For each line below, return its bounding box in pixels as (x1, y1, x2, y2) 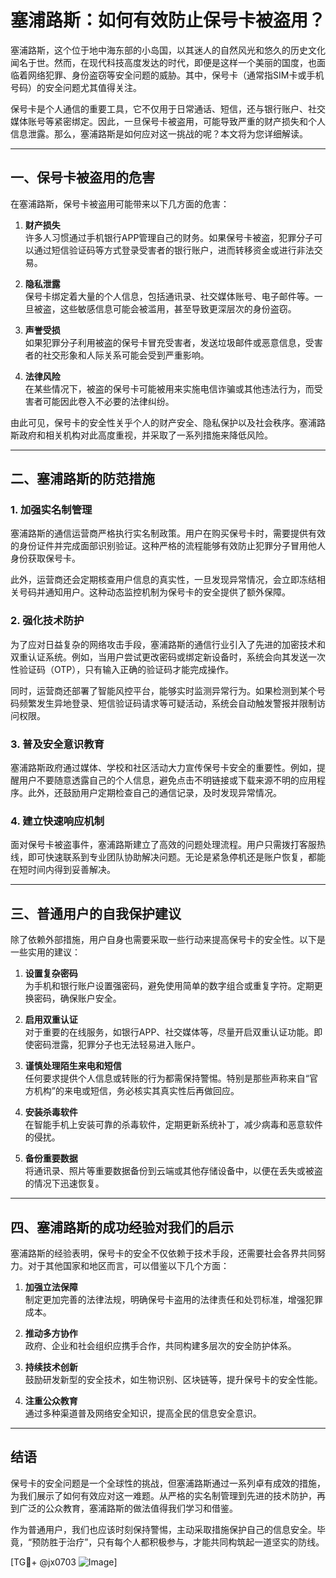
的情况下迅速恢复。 (24, 1177, 105, 1190)
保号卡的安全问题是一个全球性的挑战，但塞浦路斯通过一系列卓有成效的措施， (10, 1477, 326, 1489)
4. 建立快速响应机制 (10, 814, 105, 828)
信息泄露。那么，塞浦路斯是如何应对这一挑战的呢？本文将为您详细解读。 (10, 127, 308, 140)
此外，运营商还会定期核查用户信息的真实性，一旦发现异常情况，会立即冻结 (10, 574, 317, 586)
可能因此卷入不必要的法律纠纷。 (42, 395, 175, 407)
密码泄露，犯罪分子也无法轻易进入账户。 (33, 1039, 201, 1051)
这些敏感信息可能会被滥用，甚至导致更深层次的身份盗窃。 (59, 302, 297, 315)
